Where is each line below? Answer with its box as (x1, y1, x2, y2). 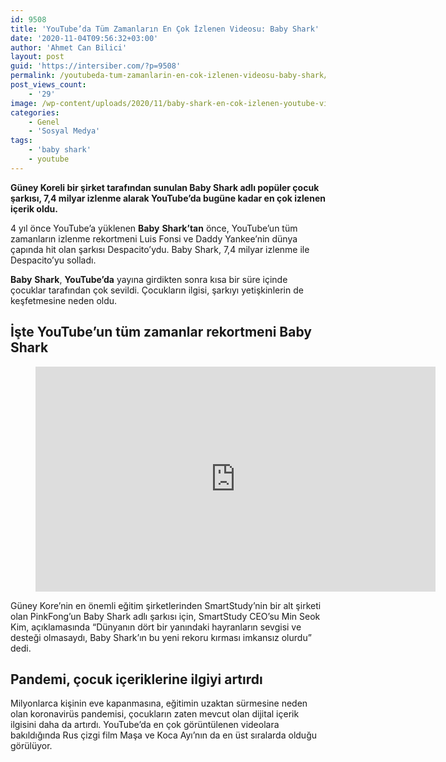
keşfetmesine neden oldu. (10, 294, 118, 306)
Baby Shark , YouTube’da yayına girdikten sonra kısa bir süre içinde (10, 273, 288, 285)
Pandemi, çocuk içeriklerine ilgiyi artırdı (10, 671, 263, 688)
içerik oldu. (10, 202, 58, 215)
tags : (10, 136, 33, 146)
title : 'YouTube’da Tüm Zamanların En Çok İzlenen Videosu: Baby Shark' (10, 24, 320, 34)
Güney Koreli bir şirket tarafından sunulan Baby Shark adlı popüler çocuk (10, 181, 320, 193)
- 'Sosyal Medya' (28, 126, 101, 136)
